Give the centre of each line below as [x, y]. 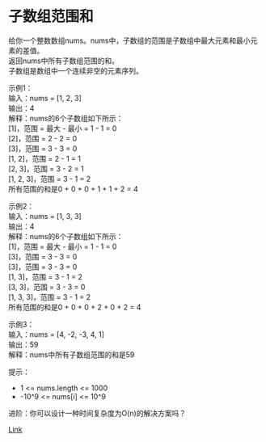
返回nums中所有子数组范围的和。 [64, 61]
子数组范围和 [51, 17]
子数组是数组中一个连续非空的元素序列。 [76, 70]
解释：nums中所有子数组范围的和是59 [72, 354]
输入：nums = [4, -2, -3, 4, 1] [57, 334]
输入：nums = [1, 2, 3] [45, 98]
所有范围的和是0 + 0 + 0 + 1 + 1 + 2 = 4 [74, 189]
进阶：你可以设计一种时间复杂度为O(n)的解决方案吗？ [97, 413]
